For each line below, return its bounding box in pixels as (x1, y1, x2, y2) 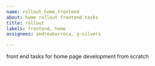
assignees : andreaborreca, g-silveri (6, 31, 101, 37)
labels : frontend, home (6, 25, 66, 32)
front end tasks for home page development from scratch (6, 53, 149, 60)
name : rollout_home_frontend (6, 8, 80, 15)
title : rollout (6, 20, 45, 26)
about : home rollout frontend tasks (6, 14, 98, 20)
